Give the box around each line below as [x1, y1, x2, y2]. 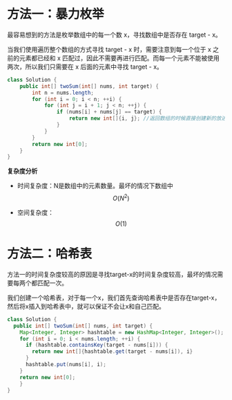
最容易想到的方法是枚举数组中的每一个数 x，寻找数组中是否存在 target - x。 [7, 30, 222, 39]
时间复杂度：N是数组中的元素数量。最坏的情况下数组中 [17, 181, 174, 190]
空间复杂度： [17, 208, 54, 217]
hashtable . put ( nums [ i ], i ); [25, 361, 107, 368]
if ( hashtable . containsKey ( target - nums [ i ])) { [25, 342, 168, 349]
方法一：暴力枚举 [7, 6, 105, 22]
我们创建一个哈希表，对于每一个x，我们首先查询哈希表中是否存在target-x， [7, 293, 221, 302]
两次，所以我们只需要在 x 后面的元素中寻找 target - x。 [7, 62, 164, 71]
